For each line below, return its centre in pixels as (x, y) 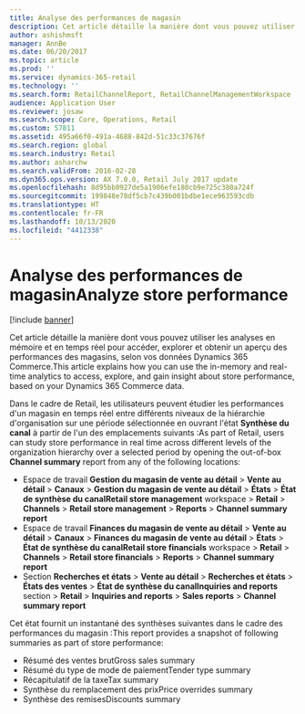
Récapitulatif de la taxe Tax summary (91, 680)
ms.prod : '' (32, 69)
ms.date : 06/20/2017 (49, 52)
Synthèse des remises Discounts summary (102, 699)
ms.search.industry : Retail (63, 153)
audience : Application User (63, 103)
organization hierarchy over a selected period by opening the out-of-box (146, 452)
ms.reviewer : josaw (46, 111)
